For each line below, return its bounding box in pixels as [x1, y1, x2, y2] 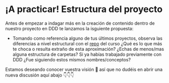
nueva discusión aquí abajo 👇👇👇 [5, 72, 74, 78]
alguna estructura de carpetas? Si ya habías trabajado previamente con [12, 51, 162, 57]
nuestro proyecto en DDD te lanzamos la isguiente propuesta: [5, 25, 134, 31]
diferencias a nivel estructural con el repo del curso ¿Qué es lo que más [12, 40, 162, 46]
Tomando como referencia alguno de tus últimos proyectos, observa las [12, 35, 163, 41]
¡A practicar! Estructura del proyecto [5, 4, 163, 15]
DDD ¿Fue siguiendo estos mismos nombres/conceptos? [12, 56, 131, 62]
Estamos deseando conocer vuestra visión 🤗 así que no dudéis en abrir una [5, 66, 163, 72]
